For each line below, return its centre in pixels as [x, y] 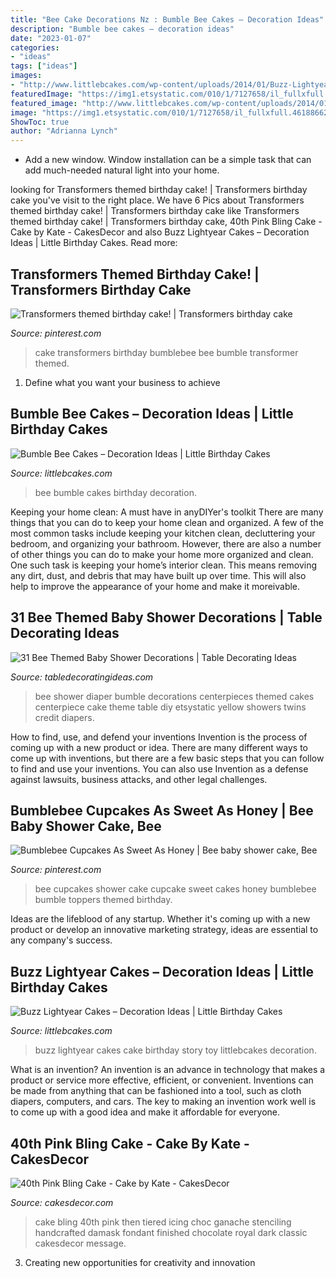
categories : [35, 47]
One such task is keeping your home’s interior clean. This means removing [163, 565]
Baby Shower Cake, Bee [86, 826]
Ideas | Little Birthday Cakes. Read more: [94, 243]
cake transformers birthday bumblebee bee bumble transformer [166, 352]
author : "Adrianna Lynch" [64, 131]
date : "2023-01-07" [51, 38]
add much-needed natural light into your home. [122, 170]
